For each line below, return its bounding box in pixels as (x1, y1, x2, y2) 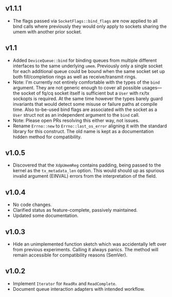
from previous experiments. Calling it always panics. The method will (12, 247, 159, 253)
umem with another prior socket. (12, 28, 82, 35)
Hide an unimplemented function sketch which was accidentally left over (12, 241, 167, 247)
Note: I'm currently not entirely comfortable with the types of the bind (12, 79, 160, 85)
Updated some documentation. (12, 213, 79, 219)
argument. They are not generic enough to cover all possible (12, 84, 141, 90)
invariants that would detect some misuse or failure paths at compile (12, 101, 158, 107)
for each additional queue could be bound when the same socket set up (12, 68, 165, 74)
